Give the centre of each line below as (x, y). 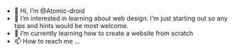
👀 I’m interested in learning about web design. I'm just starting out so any (121, 18)
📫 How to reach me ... (47, 41)
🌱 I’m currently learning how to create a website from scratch (104, 33)
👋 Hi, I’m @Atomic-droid (49, 11)
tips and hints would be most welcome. (71, 26)
